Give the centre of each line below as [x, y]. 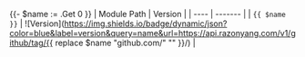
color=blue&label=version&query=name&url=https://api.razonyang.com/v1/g [152, 33]
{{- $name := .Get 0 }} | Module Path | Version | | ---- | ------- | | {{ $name [148, 14]
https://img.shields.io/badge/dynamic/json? [146, 24]
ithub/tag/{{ [31, 43]
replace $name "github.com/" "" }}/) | [125, 43]
